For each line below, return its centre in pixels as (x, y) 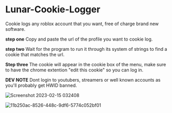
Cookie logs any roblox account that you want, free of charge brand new (82, 24)
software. (15, 29)
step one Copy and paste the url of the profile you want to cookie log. (79, 39)
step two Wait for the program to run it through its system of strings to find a (86, 49)
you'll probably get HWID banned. (41, 85)
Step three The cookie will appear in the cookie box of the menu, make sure (86, 64)
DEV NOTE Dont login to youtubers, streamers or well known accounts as (83, 80)
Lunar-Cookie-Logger (53, 10)
